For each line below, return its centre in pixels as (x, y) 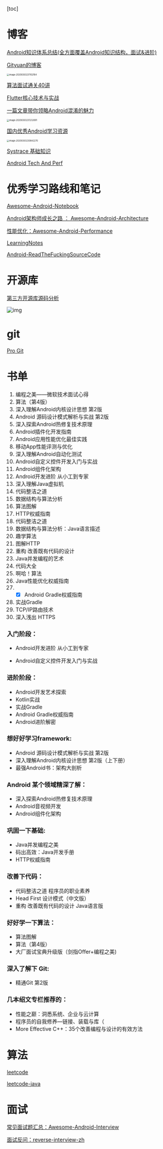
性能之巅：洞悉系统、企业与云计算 (57, 1014)
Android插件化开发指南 (43, 432)
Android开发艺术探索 (41, 692)
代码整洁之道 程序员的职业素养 (53, 891)
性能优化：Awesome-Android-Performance (60, 231)
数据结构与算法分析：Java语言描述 (58, 528)
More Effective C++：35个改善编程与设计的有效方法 (79, 1028)
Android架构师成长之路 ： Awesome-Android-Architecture (78, 218)
